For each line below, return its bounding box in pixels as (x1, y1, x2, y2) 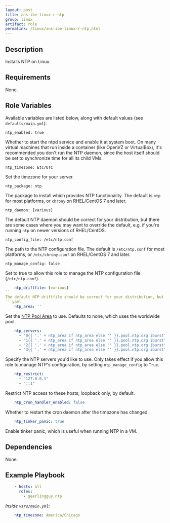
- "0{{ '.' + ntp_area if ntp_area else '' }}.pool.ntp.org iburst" (18, 333, 166, 338)
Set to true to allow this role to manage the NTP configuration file (5, 270, 141, 276)
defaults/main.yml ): (5, 120, 47, 126)
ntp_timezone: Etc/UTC (5, 165, 53, 170)
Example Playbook (5, 471, 65, 479)
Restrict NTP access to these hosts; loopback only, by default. (5, 390, 135, 396)
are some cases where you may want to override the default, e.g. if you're (5, 221, 159, 228)
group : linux (5, 17, 33, 22)
